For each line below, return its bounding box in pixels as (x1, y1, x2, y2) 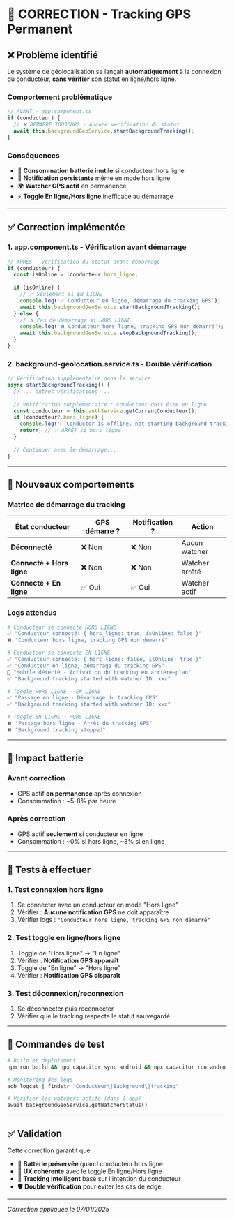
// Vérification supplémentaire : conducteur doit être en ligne (13, 401, 208, 408)
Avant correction (7, 773, 66, 783)
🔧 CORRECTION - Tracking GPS (7, 6, 192, 22)
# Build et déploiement (7, 1057, 77, 1064)
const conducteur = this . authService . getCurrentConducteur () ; (13, 408, 198, 415)
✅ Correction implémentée (7, 221, 125, 233)
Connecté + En (10, 579, 61, 588)
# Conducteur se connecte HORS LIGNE (7, 624, 117, 631)
